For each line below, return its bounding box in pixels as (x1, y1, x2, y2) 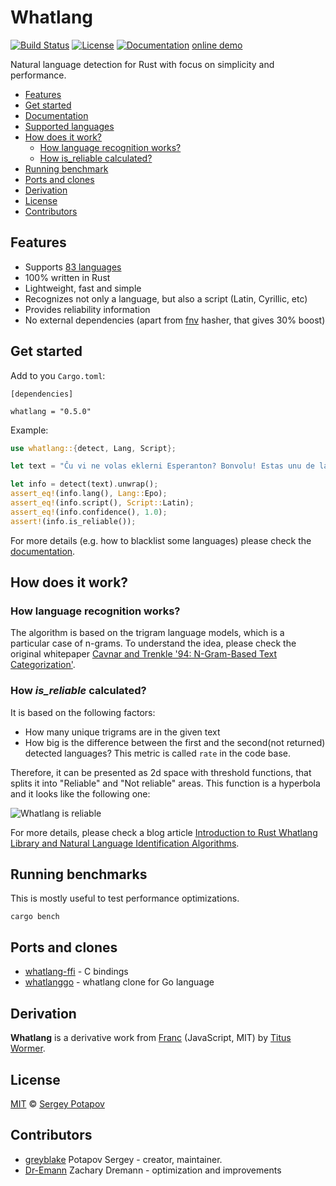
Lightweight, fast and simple (24, 282, 142, 294)
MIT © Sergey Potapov (10, 1097, 105, 1110)
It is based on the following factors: (10, 706, 156, 718)
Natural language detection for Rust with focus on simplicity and (10, 58, 275, 70)
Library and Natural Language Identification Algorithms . (10, 837, 240, 849)
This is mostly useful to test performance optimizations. (10, 892, 240, 905)
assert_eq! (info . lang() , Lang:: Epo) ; (10, 489, 168, 499)
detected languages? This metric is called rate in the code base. (24, 747, 292, 759)
